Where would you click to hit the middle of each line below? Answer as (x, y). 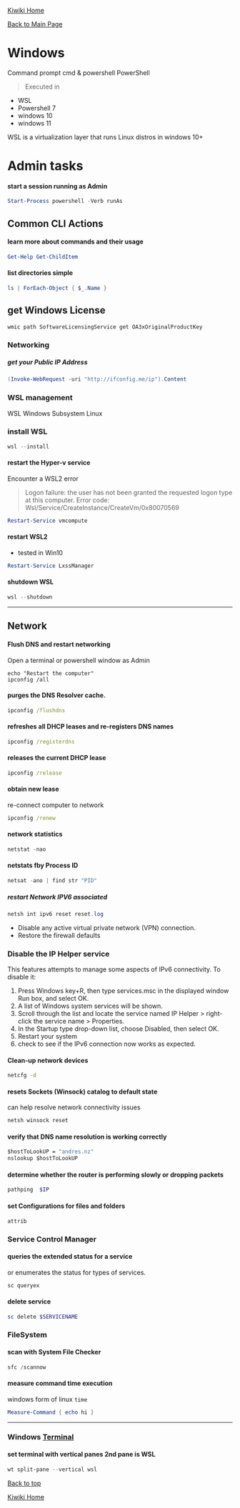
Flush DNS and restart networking (59, 644)
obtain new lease (33, 789)
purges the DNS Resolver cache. (56, 695)
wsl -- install (29, 446)
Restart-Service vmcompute (47, 521)
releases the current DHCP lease (57, 758)
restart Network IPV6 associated (57, 897)
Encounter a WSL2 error (43, 479)
